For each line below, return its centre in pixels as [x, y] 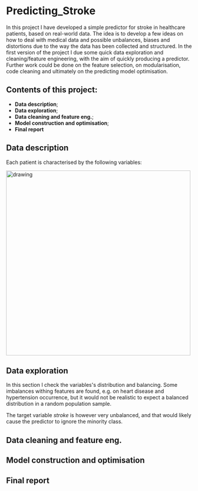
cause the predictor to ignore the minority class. [64, 422]
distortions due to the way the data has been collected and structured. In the [99, 46]
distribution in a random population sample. [59, 404]
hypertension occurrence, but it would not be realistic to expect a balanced [97, 398]
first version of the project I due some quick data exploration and [85, 52]
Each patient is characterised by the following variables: [74, 162]
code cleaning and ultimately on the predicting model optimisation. [87, 71]
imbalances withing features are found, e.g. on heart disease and [85, 391]
